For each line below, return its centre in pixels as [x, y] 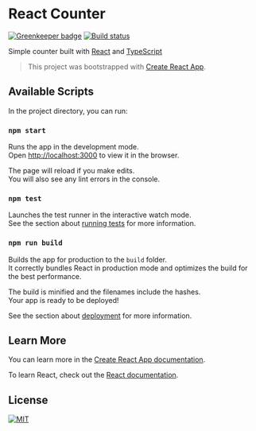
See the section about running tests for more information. [102, 223]
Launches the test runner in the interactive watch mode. [100, 215]
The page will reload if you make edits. [72, 171]
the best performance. [45, 276]
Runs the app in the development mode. [74, 147]
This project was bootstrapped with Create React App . [117, 66]
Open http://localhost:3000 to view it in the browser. [94, 155]
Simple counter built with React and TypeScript [85, 51]
